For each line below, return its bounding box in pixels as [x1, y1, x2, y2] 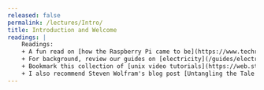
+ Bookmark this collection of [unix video [21, 63, 167, 70]
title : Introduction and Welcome [7, 26, 117, 34]
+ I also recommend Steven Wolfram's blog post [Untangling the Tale [21, 70, 255, 77]
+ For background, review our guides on [21, 56, 156, 63]
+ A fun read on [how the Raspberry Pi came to [21, 48, 180, 56]
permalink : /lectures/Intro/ [7, 19, 103, 27]
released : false [7, 11, 61, 20]
